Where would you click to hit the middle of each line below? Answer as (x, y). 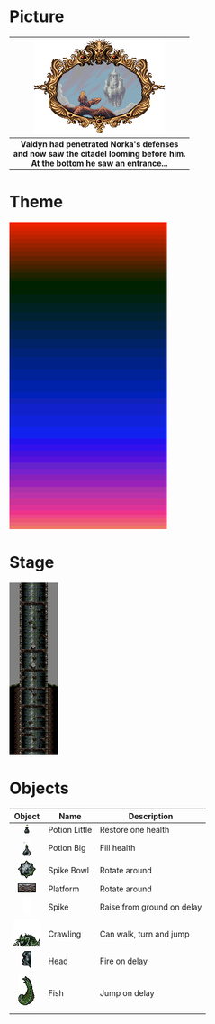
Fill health (117, 848)
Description (151, 816)
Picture (37, 17)
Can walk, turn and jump (145, 934)
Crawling (65, 934)
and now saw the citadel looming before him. (99, 153)
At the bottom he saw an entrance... (99, 163)
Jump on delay (127, 992)
